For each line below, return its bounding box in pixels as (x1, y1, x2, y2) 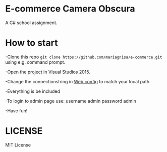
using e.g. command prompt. (5, 59, 66, 65)
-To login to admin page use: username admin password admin (5, 98, 136, 104)
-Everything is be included (5, 88, 61, 94)
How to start (5, 37, 58, 49)
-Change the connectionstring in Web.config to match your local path (5, 78, 150, 84)
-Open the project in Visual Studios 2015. (5, 69, 91, 75)
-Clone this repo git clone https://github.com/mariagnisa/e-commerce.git (5, 54, 162, 60)
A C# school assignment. (5, 20, 58, 26)
